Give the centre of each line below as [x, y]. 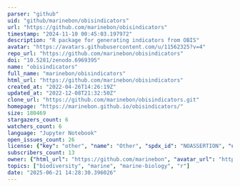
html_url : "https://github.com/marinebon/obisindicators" [95, 80]
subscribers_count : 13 [41, 153]
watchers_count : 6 [35, 126]
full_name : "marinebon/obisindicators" [67, 73]
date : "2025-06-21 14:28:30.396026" [62, 172]
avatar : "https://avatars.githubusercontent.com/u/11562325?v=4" [106, 47]
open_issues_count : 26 [41, 139]
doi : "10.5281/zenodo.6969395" [54, 60]
